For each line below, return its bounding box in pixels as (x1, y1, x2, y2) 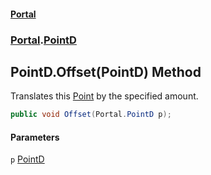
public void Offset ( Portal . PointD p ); (10, 110, 172, 120)
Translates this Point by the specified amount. (10, 90, 199, 102)
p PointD (10, 153, 45, 165)
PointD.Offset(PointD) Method (10, 63, 202, 80)
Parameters (10, 131, 60, 143)
